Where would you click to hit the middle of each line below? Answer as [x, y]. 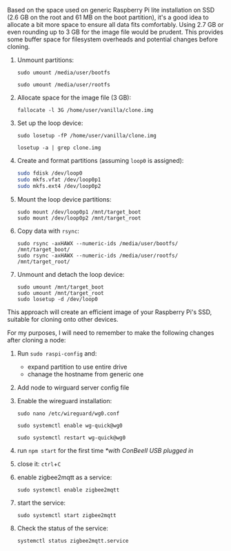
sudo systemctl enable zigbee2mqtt [68, 490]
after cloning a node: [37, 340]
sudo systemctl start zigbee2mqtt [67, 515]
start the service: [41, 503]
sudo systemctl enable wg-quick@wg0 [70, 425]
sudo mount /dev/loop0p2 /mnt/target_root [79, 218]
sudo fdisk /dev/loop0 [50, 173]
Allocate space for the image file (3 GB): [74, 97]
